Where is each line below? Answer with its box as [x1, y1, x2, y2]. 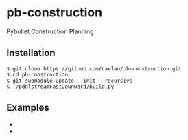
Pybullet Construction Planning [6, 27, 94, 36]
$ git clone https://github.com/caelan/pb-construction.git [6, 65, 183, 72]
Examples [6, 102, 49, 113]
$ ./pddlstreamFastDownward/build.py [6, 83, 115, 90]
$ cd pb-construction [6, 71, 69, 78]
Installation [6, 47, 56, 59]
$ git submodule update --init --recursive [6, 77, 133, 84]
